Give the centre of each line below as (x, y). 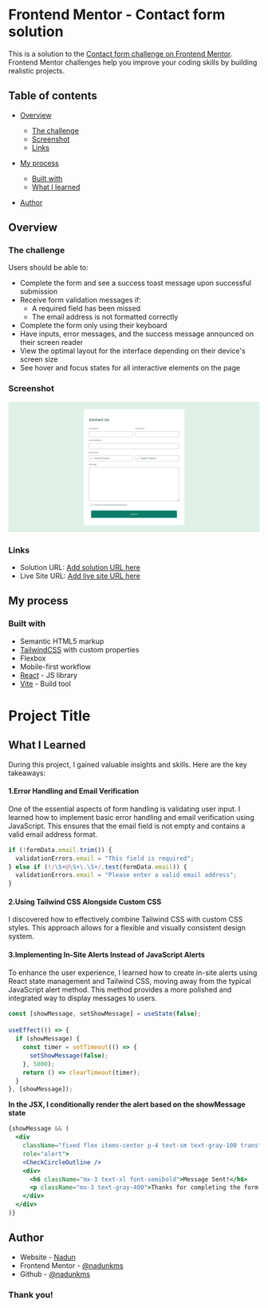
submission (39, 291)
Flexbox (33, 658)
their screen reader (51, 343)
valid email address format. (53, 834)
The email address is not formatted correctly (105, 317)
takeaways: (27, 773)
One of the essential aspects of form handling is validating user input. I (124, 809)
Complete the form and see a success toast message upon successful (136, 283)
